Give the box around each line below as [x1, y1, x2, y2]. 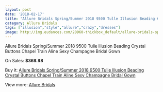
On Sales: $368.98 [5, 58, 44, 63]
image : [5, 30, 18, 35]
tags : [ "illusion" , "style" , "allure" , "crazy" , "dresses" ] [5, 25, 120, 30]
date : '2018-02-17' [5, 12, 45, 17]
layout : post [5, 7, 32, 12]
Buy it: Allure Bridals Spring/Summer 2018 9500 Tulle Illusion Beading [5, 67, 144, 73]
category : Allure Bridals [5, 20, 57, 26]
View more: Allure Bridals [5, 82, 56, 88]
